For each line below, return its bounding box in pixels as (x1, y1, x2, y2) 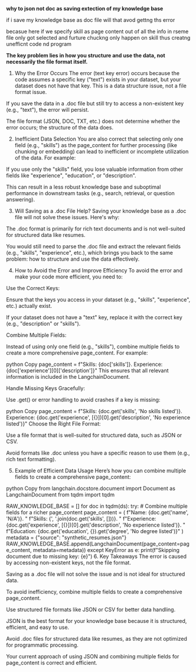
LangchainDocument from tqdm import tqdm (6, 491, 115, 498)
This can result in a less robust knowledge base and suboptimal (6, 183, 161, 190)
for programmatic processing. (6, 641, 79, 648)
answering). (6, 196, 35, 203)
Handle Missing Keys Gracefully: (6, 385, 86, 392)
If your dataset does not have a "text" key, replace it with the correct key (6, 314, 183, 321)
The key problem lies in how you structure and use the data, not (6, 52, 165, 59)
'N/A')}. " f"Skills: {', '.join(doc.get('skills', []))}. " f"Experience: (6, 515, 156, 522)
